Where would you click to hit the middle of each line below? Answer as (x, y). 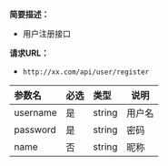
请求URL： (30, 53)
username (35, 113)
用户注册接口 (46, 34)
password (35, 130)
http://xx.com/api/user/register (86, 72)
